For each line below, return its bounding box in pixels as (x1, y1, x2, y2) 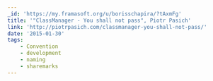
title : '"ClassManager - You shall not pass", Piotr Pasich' (7, 17, 192, 24)
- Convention (20, 43, 59, 50)
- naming (20, 56, 46, 63)
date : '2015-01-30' (7, 30, 65, 37)
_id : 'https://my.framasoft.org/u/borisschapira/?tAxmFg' (7, 10, 182, 18)
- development (20, 50, 62, 57)
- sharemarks (20, 63, 59, 70)
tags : (7, 37, 23, 44)
